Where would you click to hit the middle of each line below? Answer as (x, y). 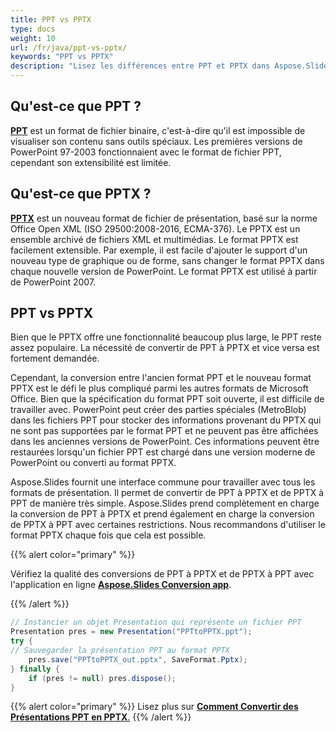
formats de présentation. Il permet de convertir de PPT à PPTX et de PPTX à (167, 493)
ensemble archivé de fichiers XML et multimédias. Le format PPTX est (154, 239)
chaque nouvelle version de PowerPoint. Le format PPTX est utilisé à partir (164, 271)
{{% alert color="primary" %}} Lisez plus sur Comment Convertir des (154, 707)
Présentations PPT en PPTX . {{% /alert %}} (101, 717)
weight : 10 (33, 38)
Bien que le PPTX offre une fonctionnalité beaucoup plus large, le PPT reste (166, 337)
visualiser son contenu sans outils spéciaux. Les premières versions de (156, 141)
